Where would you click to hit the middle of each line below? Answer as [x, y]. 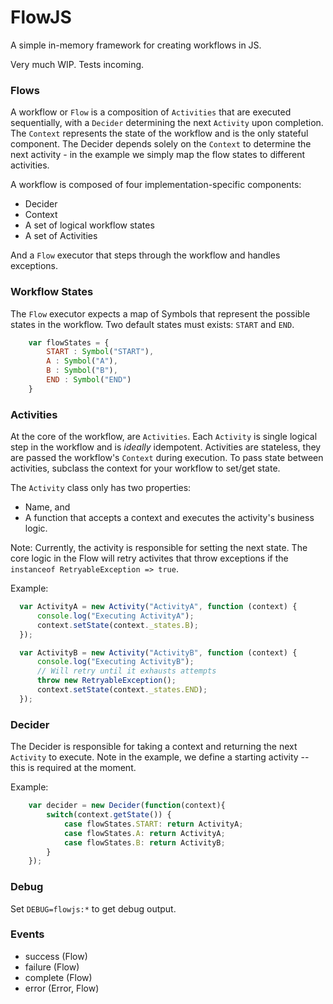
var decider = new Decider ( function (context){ [127, 806]
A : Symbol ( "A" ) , [82, 361]
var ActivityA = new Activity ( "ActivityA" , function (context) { [158, 607]
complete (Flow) [58, 977]
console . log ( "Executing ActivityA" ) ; [115, 616]
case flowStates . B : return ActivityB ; [144, 842]
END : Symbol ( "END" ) [89, 380]
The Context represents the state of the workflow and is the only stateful [159, 133]
